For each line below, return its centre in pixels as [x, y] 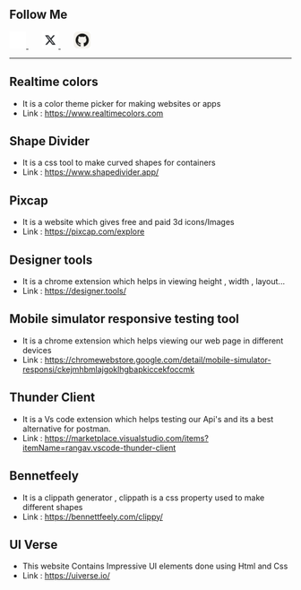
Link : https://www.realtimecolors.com [93, 113]
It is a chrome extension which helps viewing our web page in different [153, 341]
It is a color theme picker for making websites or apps [121, 103]
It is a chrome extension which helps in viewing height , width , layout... [153, 282]
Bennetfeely [44, 476]
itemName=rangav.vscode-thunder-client [99, 447]
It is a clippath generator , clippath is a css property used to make [143, 498]
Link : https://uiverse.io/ [66, 576]
